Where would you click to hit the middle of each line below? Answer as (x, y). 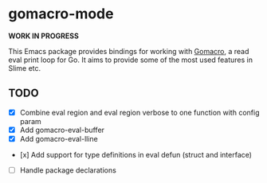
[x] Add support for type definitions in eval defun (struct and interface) (136, 154)
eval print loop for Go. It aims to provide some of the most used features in (131, 60)
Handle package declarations (68, 170)
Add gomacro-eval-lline (59, 138)
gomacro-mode (61, 14)
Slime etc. (25, 68)
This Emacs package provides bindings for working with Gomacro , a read (129, 51)
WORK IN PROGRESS (44, 36)
